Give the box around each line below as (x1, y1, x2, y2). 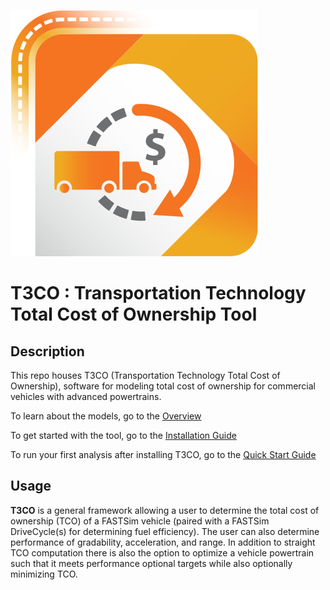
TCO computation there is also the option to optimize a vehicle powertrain (10, 546, 315, 559)
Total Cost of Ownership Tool (10, 303, 258, 326)
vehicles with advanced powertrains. (10, 391, 162, 402)
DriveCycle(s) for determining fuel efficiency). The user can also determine (10, 525, 320, 537)
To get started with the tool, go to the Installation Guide (10, 430, 237, 441)
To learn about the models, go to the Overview (10, 410, 202, 422)
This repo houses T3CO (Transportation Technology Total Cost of (10, 370, 281, 381)
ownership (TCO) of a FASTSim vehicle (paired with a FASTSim (10, 515, 270, 527)
